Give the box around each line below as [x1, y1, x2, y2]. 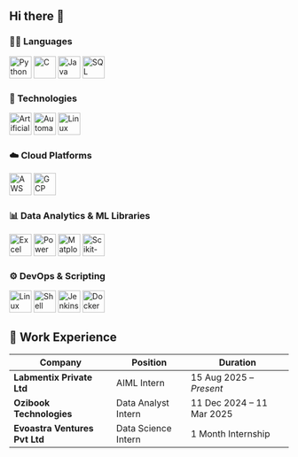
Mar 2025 [190, 407, 233, 420]
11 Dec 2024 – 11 [190, 396, 268, 408]
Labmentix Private [13, 371, 93, 383]
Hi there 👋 [9, 9, 65, 24]
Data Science [116, 422, 172, 434]
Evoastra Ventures [13, 422, 94, 434]
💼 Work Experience [9, 329, 117, 345]
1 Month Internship [190, 427, 271, 439]
